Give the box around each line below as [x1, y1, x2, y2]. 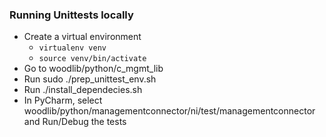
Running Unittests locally [9, 8, 134, 22]
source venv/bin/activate [38, 54, 147, 64]
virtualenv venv [38, 43, 107, 53]
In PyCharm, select [23, 94, 103, 107]
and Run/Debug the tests [23, 116, 127, 128]
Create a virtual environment [23, 31, 142, 43]
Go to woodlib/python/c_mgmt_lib [23, 63, 164, 75]
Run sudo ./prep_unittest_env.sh [23, 73, 157, 85]
